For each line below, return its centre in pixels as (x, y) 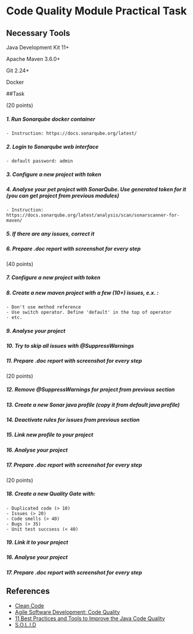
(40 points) (20, 264)
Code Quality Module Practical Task (96, 11)
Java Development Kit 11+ (38, 47)
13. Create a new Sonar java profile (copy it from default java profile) (93, 405)
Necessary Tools (38, 33)
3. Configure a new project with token (54, 174)
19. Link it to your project (37, 543)
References (28, 591)
